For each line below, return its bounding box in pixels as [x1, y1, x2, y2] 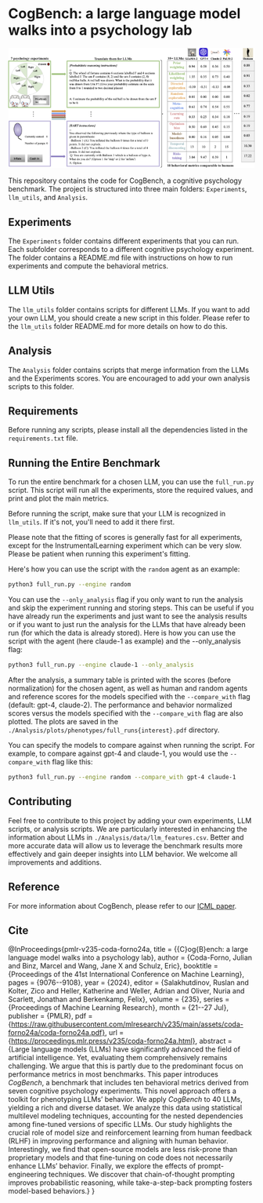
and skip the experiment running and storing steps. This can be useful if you [8, 603, 254, 613]
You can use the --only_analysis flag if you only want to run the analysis [8, 595, 244, 604]
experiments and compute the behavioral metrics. [8, 261, 169, 271]
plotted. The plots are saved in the [8, 717, 119, 727]
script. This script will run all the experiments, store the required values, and [8, 486, 254, 495]
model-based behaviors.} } [8, 1187, 95, 1196]
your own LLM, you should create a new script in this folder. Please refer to [8, 313, 250, 323]
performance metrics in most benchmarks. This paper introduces [8, 1070, 219, 1079]
